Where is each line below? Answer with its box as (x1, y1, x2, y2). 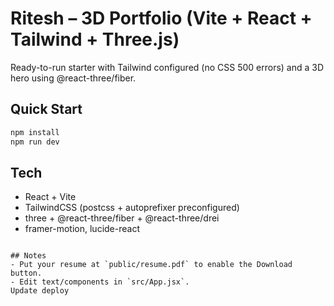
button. (10, 268, 43, 279)
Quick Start (10, 101, 83, 118)
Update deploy (10, 286, 70, 296)
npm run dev (10, 137, 60, 147)
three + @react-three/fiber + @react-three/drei (24, 212, 220, 224)
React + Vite (24, 191, 77, 203)
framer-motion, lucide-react (24, 223, 140, 235)
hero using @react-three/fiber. (10, 72, 137, 84)
